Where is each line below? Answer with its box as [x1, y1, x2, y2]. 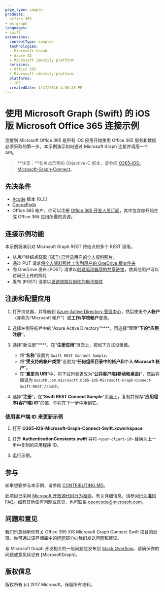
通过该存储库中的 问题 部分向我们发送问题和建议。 [22, 535, 122, 541]
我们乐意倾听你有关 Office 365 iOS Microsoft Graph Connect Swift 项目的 [5, 528, 154, 535]
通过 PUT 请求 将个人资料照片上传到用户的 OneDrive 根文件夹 [12, 260, 136, 266]
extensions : [5, 35, 30, 40]
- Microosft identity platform [9, 71, 74, 76]
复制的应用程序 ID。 [21, 442, 62, 448]
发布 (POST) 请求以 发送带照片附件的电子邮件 [12, 279, 103, 285]
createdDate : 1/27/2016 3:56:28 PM [9, 85, 83, 90]
